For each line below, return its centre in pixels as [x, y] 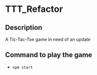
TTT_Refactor [34, 9]
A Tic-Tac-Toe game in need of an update [48, 39]
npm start [23, 67]
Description [24, 28]
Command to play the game [49, 55]
